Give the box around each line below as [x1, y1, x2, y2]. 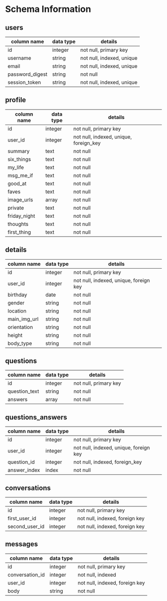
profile [5, 96, 26, 104]
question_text [7, 388, 39, 395]
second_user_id [7, 523, 45, 530]
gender [7, 299, 25, 306]
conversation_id [7, 571, 45, 578]
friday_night [7, 212, 35, 219]
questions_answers [5, 413, 68, 422]
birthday [7, 291, 27, 298]
